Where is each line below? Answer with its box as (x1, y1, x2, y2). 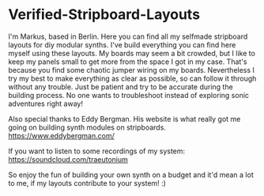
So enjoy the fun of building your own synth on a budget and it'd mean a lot (8, 170, 255, 179)
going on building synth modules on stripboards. (8, 122, 166, 132)
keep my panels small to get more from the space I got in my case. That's (8, 57, 247, 66)
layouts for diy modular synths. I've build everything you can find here (8, 40, 236, 49)
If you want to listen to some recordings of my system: (8, 146, 186, 156)
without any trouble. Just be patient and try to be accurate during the (8, 81, 233, 92)
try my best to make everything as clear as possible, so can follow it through (8, 73, 257, 83)
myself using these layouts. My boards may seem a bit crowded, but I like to (8, 48, 255, 58)
